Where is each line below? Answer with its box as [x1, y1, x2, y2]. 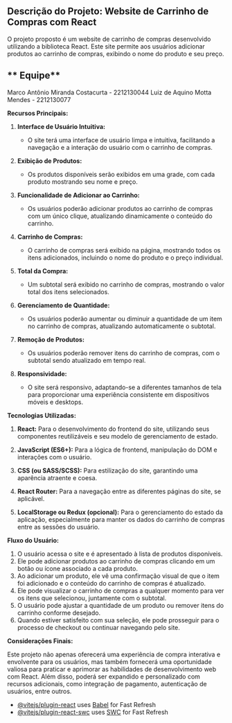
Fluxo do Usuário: [7, 536, 59, 544]
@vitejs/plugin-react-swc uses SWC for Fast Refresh [17, 708, 168, 716]
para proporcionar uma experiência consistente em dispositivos [27, 390, 210, 398]
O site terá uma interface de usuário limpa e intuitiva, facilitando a [27, 135, 215, 144]
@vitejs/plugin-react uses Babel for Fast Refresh [17, 700, 157, 708]
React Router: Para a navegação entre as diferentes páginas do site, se [17, 487, 222, 495]
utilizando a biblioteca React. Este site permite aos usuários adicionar [7, 42, 206, 51]
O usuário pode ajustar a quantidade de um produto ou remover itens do [17, 601, 224, 609]
